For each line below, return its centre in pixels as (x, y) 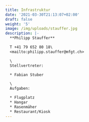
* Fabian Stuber (27, 75)
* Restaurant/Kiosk (30, 111)
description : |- (22, 33)
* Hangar (19, 102)
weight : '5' (18, 24)
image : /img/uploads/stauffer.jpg (41, 29)
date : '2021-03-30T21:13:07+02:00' (42, 15)
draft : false (19, 19)
